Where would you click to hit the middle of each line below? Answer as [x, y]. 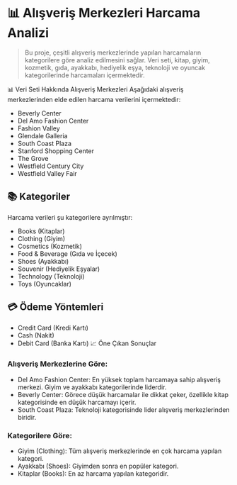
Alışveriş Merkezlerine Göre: [58, 364]
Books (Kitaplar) [41, 231]
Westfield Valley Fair [47, 173]
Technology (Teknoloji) [51, 276]
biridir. [27, 417]
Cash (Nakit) [36, 335]
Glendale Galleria [42, 135]
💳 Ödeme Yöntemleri [56, 307]
